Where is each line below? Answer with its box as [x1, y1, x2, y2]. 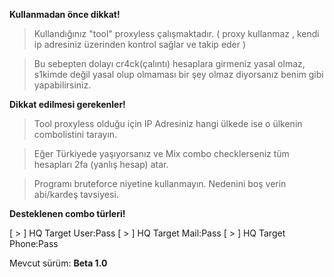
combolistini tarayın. [33, 129, 118, 140]
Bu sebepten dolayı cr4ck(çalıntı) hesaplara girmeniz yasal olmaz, [33, 58, 306, 69]
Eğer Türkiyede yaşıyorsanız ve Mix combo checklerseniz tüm [33, 148, 290, 159]
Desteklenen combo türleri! [9, 208, 126, 219]
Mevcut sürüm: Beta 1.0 [9, 257, 108, 269]
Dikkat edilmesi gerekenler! [9, 99, 126, 110]
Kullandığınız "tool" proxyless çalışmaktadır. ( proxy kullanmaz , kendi [33, 28, 320, 39]
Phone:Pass [9, 238, 59, 249]
